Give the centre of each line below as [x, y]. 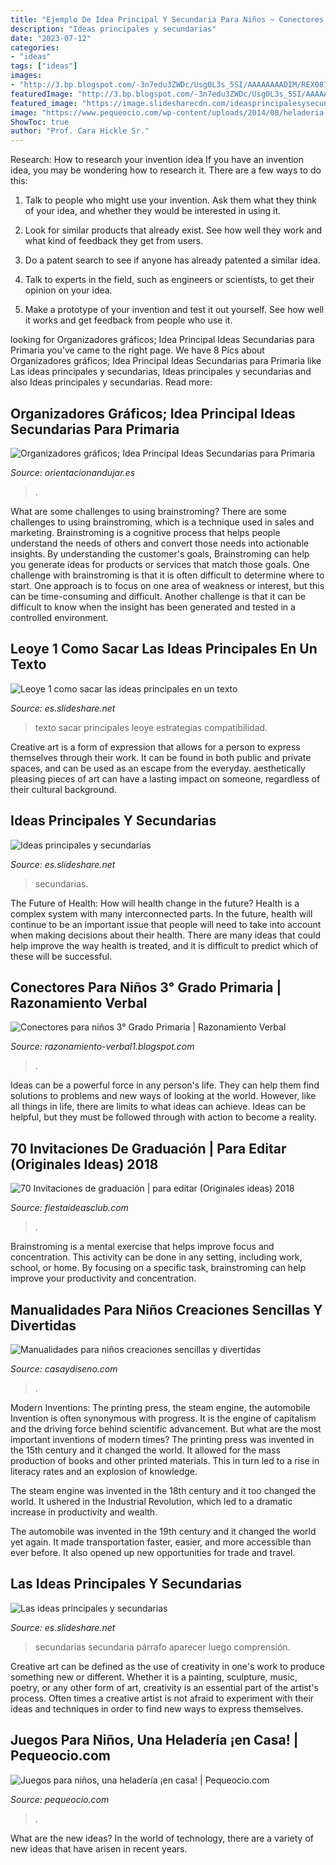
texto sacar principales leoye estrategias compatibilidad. [151, 727]
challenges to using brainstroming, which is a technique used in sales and [162, 522]
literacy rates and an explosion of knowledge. [104, 1471]
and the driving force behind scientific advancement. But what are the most [166, 1429]
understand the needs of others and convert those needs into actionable [160, 543]
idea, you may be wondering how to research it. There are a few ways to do [166, 170]
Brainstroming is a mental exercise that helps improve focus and [142, 1247]
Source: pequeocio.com [60, 1799]
